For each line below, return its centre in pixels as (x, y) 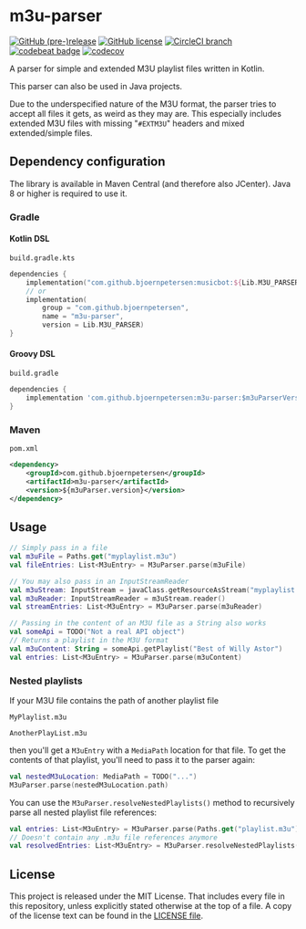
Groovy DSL (33, 354)
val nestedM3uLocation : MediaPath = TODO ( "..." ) (103, 777)
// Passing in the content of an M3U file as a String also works (138, 623)
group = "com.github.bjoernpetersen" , (116, 308)
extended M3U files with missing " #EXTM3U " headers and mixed (127, 123)
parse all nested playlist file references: (83, 812)
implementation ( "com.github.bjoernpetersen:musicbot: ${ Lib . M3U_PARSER (163, 282)
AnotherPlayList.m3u (49, 733)
